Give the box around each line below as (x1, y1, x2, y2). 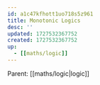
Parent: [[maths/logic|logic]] (7, 69, 90, 78)
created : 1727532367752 (7, 37, 78, 44)
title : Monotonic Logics (7, 17, 81, 24)
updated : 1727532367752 (7, 30, 78, 38)
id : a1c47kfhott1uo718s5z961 (7, 10, 94, 18)
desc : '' (7, 23, 33, 30)
